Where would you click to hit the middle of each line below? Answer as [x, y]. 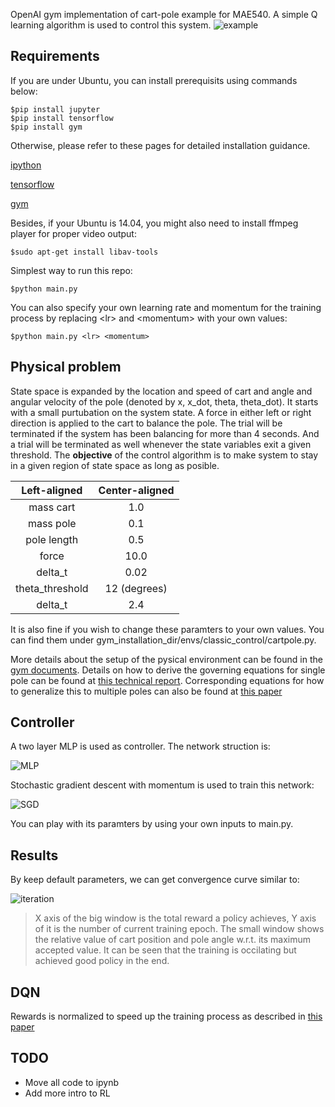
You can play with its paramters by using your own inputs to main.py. [152, 824]
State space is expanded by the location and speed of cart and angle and [161, 391]
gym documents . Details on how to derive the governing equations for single [168, 670]
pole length [52, 539]
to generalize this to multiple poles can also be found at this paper [146, 691]
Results [34, 855]
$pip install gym [46, 127]
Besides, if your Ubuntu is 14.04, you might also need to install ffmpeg [154, 223]
